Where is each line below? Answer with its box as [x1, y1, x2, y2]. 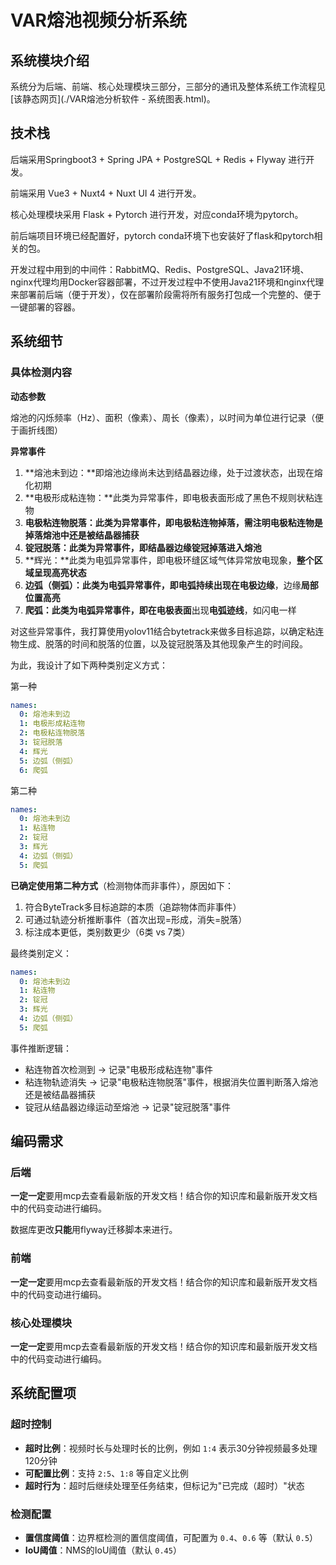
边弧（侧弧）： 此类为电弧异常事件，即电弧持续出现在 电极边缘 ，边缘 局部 [24, 579, 319, 591]
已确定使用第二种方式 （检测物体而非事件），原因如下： [10, 879, 234, 891]
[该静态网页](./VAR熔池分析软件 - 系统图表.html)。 [10, 93, 216, 105]
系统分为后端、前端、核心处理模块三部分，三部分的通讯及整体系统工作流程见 [10, 81, 326, 92]
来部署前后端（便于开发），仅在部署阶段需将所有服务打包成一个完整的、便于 [10, 288, 322, 300]
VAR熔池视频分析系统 [10, 9, 187, 32]
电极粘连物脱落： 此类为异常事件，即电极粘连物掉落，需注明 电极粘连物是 [24, 516, 323, 528]
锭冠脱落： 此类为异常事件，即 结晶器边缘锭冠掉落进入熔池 [24, 541, 262, 553]
